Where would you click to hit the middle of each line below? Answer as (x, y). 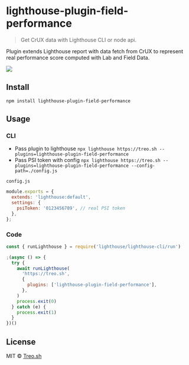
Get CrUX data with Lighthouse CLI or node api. (79, 40)
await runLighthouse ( (43, 268)
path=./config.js (36, 171)
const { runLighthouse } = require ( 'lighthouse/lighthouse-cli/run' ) (94, 247)
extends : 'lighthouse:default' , (51, 197)
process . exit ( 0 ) (37, 301)
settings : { (26, 203)
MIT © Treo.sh (24, 356)
